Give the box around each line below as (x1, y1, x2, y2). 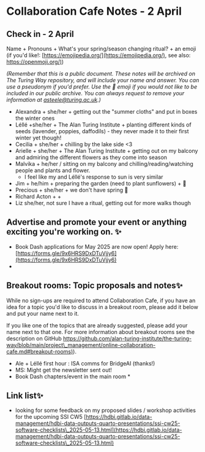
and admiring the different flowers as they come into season (15, 154, 167, 161)
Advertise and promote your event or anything (6, 217, 187, 228)
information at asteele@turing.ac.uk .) (6, 96, 101, 103)
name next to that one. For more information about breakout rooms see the (6, 328, 195, 335)
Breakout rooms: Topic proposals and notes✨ (6, 281, 183, 291)
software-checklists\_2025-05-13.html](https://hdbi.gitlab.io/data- (15, 426, 182, 434)
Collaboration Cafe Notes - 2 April (6, 4, 182, 18)
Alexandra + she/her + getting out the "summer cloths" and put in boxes (15, 108, 198, 115)
